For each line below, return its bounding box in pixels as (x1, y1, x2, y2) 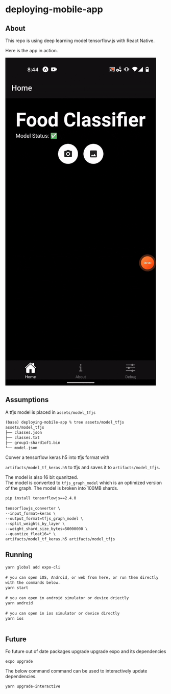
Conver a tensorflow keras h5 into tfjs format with (5, 454, 110, 460)
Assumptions (5, 395, 49, 404)
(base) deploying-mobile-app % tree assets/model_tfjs (5, 419, 125, 425)
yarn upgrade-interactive (5, 684, 60, 689)
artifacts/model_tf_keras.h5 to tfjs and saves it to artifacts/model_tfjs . (5, 464, 160, 470)
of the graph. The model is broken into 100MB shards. (5, 485, 118, 491)
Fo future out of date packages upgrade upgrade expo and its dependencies (5, 648, 166, 655)
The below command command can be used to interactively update (5, 668, 148, 674)
